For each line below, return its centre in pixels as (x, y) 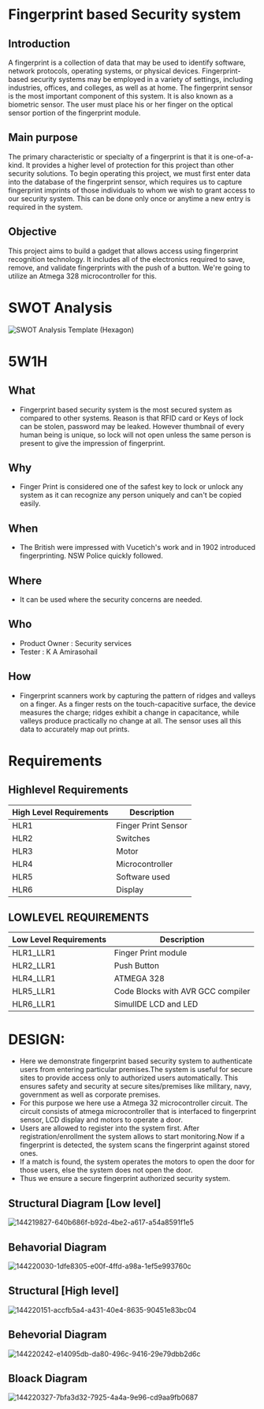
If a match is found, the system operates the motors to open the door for (137, 1162)
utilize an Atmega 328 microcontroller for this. (83, 276)
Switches (133, 838)
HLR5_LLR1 (34, 992)
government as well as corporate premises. (90, 1095)
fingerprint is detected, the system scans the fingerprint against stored (134, 1145)
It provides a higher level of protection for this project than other (130, 165)
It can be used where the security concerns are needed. (111, 600)
